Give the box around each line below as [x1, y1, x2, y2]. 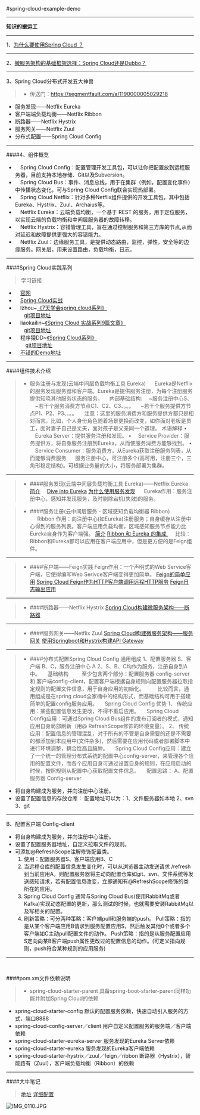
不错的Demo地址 [20, 349, 61, 356]
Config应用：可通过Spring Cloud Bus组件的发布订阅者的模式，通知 [29, 715, 193, 722]
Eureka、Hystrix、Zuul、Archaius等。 [14, 201, 108, 208]
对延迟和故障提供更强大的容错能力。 [14, 231, 104, 238]
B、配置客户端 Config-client [6, 820, 75, 828]
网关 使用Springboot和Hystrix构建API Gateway [29, 637, 144, 644]
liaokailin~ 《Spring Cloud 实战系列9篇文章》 [20, 319, 126, 326]
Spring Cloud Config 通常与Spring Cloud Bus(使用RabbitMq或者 [23, 893, 180, 900]
